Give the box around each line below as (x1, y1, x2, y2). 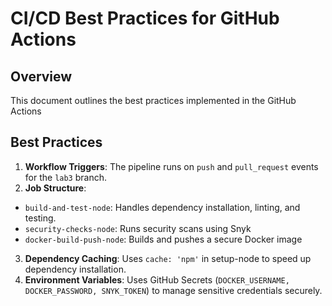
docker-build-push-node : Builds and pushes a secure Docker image (24, 233, 303, 245)
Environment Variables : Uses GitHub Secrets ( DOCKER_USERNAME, (24, 273, 290, 286)
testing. (24, 212, 57, 224)
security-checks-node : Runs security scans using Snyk (24, 222, 252, 234)
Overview (10, 68, 73, 85)
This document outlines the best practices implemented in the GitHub (10, 95, 297, 106)
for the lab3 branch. (24, 171, 108, 183)
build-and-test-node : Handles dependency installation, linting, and (24, 201, 301, 213)
